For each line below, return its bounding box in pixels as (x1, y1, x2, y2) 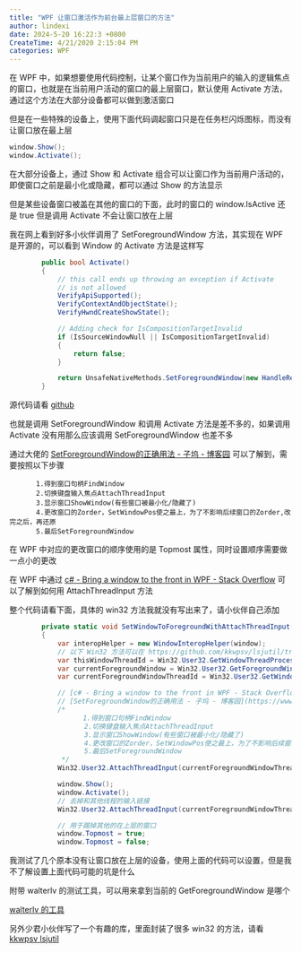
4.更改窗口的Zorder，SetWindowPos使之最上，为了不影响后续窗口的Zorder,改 (35, 508, 291, 517)
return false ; (73, 349, 126, 359)
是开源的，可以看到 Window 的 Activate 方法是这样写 (9, 239, 204, 251)
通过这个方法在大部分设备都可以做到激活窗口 (9, 95, 175, 106)
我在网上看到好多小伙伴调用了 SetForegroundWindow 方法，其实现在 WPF (9, 229, 284, 239)
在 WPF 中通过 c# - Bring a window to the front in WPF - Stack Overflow (9, 575, 276, 585)
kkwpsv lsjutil (9, 933, 60, 944)
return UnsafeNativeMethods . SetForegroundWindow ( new (56, 374, 258, 383)
